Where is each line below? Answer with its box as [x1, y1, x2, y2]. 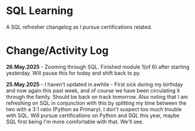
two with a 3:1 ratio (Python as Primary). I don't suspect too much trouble [6, 105, 182, 112]
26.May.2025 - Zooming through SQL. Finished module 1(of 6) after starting [6, 63, 190, 70]
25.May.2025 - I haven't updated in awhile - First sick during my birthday [6, 81, 183, 88]
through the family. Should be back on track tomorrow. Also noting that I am [6, 93, 188, 100]
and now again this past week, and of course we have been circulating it [6, 87, 180, 94]
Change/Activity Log [6, 44, 109, 57]
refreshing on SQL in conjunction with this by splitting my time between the [6, 99, 187, 106]
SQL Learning [6, 4, 74, 18]
